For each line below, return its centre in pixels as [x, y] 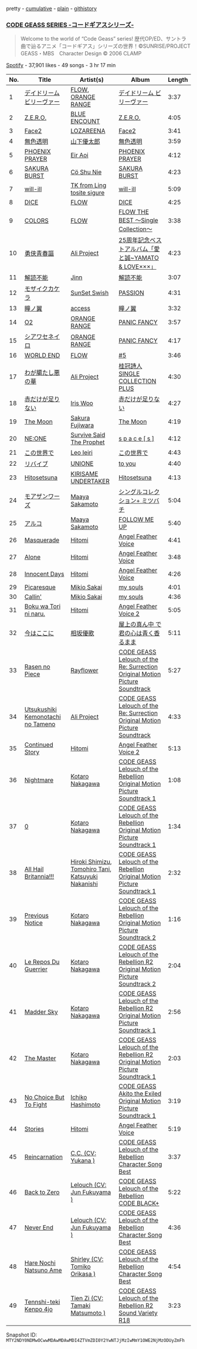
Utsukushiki [40, 710]
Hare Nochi [40, 1263]
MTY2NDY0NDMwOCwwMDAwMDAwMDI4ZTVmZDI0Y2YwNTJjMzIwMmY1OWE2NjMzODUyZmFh [95, 1341]
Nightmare [39, 780]
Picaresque [40, 587]
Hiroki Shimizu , [91, 862]
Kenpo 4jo [38, 1310]
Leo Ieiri [81, 453]
